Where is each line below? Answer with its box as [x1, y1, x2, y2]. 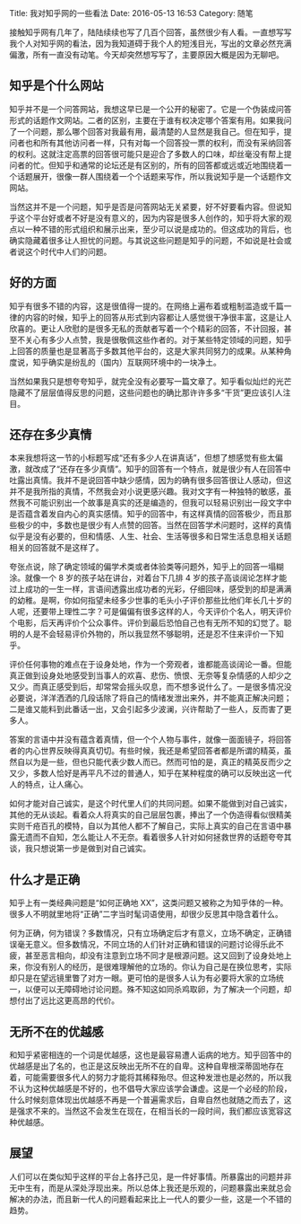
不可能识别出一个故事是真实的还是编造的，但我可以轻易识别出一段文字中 [24, 498, 292, 508]
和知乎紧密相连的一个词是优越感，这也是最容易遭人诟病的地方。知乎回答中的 [9, 1050, 292, 1061]
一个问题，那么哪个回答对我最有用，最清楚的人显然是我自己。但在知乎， [16, 126, 284, 136]
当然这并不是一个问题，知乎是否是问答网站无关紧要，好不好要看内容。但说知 [9, 201, 292, 212]
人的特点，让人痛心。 [9, 779, 88, 790]
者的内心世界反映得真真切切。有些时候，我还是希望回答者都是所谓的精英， [9, 745, 284, 756]
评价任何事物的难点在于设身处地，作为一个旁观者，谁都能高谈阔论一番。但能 [9, 659, 292, 670]
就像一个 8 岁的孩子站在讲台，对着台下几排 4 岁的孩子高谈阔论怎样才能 [24, 573, 288, 584]
